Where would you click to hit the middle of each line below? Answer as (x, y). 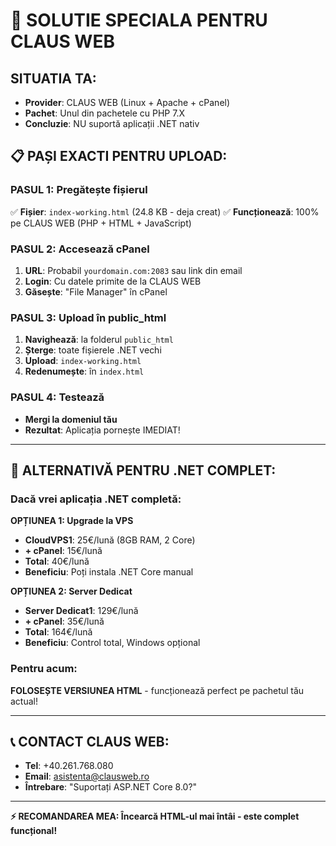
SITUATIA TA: (53, 78)
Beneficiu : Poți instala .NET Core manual (109, 572)
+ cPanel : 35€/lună (64, 621)
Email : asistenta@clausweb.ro (87, 776)
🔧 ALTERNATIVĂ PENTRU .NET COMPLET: (143, 470)
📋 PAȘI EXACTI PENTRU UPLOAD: (119, 156)
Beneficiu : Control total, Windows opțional (112, 643)
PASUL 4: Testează (57, 397)
